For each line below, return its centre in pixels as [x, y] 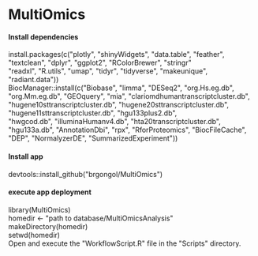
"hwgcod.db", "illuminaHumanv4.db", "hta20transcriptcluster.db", [114, 122]
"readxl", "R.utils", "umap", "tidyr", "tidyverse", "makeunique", [108, 71]
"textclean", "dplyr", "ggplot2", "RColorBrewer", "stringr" [100, 63]
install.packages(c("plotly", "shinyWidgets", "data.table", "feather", [116, 55]
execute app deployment [50, 192]
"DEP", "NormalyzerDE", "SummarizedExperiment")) [93, 138]
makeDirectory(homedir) [48, 226]
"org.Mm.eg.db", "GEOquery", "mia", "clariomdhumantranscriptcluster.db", [129, 96]
